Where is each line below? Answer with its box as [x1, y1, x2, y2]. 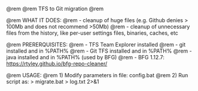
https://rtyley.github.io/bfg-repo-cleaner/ [6, 60, 108, 67]
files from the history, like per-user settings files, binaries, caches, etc [6, 29, 178, 37]
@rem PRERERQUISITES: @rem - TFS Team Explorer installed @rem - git [6, 41, 186, 48]
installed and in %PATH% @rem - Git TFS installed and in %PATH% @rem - [6, 47, 193, 54]
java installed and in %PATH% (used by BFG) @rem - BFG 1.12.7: [6, 54, 165, 60]
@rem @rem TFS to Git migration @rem [6, 5, 104, 12]
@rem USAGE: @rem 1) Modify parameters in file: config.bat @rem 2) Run [6, 72, 188, 78]
